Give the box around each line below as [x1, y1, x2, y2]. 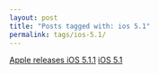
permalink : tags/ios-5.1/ [9, 30, 106, 39]
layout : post [9, 13, 58, 23]
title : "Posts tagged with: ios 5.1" [9, 22, 151, 31]
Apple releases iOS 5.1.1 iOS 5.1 [9, 55, 123, 66]
